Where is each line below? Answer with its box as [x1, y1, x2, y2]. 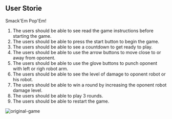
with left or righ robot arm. [12, 65, 68, 72]
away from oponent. [12, 55, 56, 61]
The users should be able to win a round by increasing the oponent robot [12, 82, 167, 88]
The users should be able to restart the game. [12, 98, 110, 104]
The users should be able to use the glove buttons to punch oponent [12, 60, 158, 66]
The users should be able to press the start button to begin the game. [12, 38, 160, 44]
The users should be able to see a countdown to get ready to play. [12, 43, 153, 50]
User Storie [5, 4, 42, 13]
